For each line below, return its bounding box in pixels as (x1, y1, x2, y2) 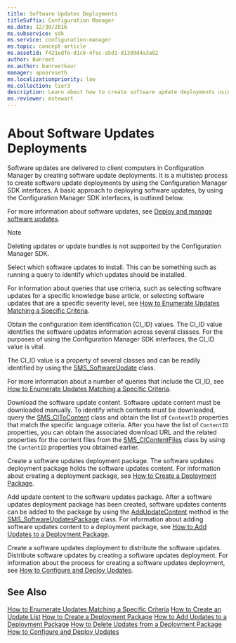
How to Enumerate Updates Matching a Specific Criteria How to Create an (7, 605, 222, 613)
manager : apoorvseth (7, 69, 68, 76)
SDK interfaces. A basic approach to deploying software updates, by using (7, 186, 223, 194)
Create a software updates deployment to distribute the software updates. (7, 543, 222, 552)
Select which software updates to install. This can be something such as (7, 263, 216, 271)
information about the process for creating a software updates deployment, (7, 558, 225, 566)
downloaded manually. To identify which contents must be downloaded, (7, 405, 216, 414)
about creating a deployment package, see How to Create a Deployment (7, 472, 216, 480)
